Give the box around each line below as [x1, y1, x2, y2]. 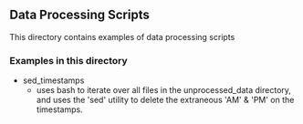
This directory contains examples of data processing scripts [9, 31, 235, 42]
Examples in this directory [9, 54, 128, 67]
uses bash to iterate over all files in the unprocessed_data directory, [36, 85, 292, 96]
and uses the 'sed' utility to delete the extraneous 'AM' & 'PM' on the [36, 95, 295, 106]
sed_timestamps [22, 75, 85, 86]
